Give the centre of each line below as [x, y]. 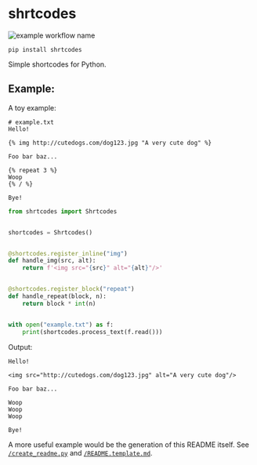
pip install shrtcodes [45, 49]
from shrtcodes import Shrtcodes [63, 211]
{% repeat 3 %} [33, 170]
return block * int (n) [59, 303]
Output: [20, 347]
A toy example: [32, 107]
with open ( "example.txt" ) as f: [61, 325]
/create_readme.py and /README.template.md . [80, 452]
